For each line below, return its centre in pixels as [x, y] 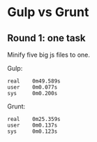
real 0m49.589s [34, 81]
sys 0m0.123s [32, 132]
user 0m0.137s [32, 125]
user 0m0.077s [32, 87]
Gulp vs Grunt [48, 12]
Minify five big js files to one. [49, 55]
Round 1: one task [46, 38]
